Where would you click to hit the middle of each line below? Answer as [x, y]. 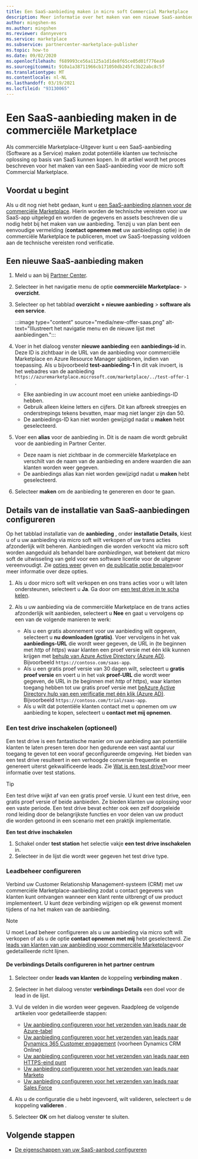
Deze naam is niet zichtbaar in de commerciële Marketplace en [100, 455]
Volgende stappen [41, 1136]
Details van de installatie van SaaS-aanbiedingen [98, 510]
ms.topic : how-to [27, 50]
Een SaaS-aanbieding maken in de [92, 118]
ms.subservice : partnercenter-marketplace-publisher [72, 45]
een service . [30, 311]
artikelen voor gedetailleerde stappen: [61, 1013]
